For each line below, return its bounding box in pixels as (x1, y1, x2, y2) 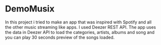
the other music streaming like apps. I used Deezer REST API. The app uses (5, 24, 156, 30)
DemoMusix (5, 3, 55, 14)
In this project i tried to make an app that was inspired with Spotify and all (5, 19, 152, 25)
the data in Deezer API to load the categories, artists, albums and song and (5, 29, 155, 35)
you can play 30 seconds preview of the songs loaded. (5, 34, 115, 40)
